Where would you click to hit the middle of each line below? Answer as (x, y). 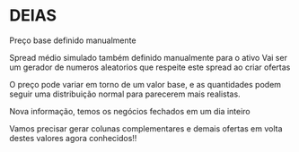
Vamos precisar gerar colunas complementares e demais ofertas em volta (146, 128)
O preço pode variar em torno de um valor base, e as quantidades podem (145, 84)
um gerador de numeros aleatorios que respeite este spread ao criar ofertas (150, 67)
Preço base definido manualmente (73, 40)
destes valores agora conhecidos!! (73, 138)
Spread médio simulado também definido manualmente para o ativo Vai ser (148, 57)
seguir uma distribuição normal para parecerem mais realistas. (125, 94)
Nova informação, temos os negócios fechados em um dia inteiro (130, 111)
